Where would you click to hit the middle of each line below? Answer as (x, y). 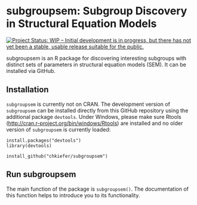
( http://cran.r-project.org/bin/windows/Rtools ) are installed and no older (95, 123)
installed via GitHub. (31, 71)
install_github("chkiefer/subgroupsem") (57, 156)
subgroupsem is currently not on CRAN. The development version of (88, 104)
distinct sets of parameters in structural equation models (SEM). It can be (96, 65)
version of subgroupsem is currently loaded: (59, 129)
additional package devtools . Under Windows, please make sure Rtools (94, 117)
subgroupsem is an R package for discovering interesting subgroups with (96, 58)
